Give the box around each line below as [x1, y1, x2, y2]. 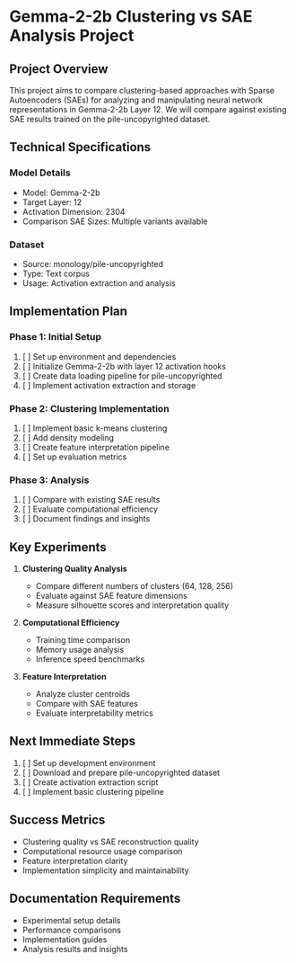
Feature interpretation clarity [22, 855, 128, 866]
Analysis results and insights [22, 943, 128, 954]
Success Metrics [9, 812, 106, 828]
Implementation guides [22, 933, 108, 945]
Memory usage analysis [35, 645, 125, 655]
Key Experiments [9, 539, 108, 555]
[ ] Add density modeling [22, 432, 115, 442]
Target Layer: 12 [22, 196, 83, 208]
